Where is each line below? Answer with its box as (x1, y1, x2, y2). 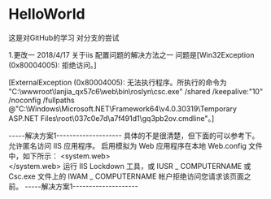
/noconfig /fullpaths (8, 95, 75, 105)
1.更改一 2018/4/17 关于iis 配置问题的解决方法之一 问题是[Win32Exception (8, 50, 255, 59)
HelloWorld (8, 5, 85, 24)
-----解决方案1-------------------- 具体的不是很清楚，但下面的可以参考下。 (8, 131, 260, 141)
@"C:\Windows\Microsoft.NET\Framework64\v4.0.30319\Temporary (8, 103, 238, 114)
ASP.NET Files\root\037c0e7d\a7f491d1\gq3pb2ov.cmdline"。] (8, 113, 215, 123)
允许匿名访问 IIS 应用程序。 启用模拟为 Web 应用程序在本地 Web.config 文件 (8, 141, 263, 150)
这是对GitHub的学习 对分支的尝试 (8, 32, 120, 42)
